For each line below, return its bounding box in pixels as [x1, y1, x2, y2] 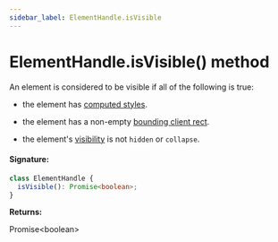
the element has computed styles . [21, 99, 147, 109]
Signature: [9, 154, 49, 165]
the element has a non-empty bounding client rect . [21, 116, 210, 126]
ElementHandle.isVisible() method [9, 51, 270, 72]
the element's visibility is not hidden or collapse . [21, 134, 200, 144]
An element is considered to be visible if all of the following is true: [9, 82, 255, 92]
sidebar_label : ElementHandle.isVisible [9, 13, 163, 22]
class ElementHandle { [9, 174, 94, 183]
